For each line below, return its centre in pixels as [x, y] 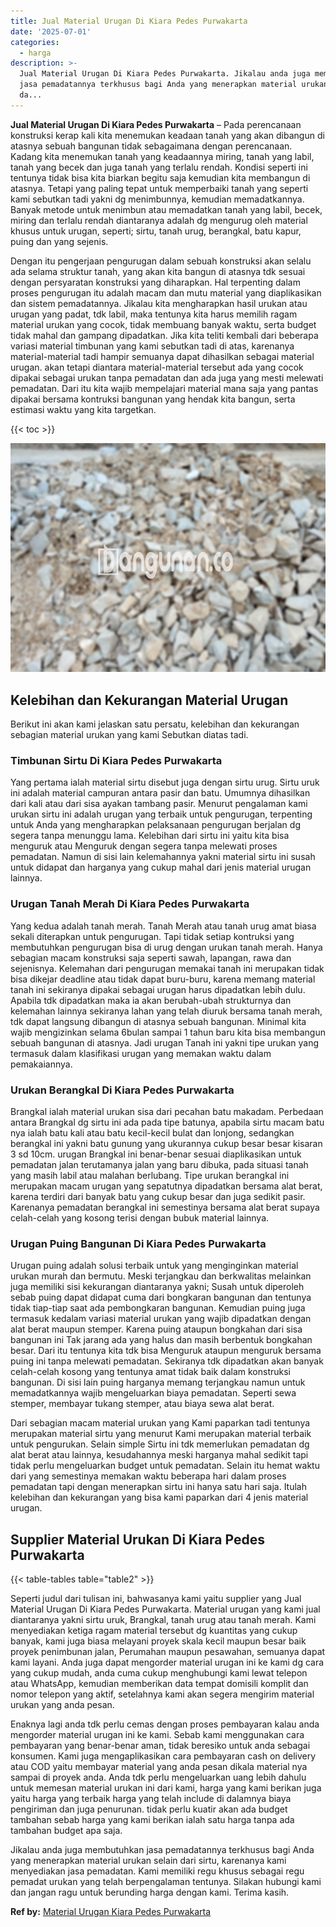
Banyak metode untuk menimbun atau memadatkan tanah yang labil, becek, [166, 209]
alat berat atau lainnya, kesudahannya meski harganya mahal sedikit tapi [159, 1455]
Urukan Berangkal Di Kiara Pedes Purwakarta [122, 1090]
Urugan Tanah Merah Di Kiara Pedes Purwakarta [130, 904]
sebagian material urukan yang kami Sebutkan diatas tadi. [129, 735]
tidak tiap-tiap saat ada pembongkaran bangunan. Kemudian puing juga [158, 1308]
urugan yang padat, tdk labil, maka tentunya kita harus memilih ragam [154, 314]
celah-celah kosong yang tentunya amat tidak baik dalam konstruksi [150, 1372]
